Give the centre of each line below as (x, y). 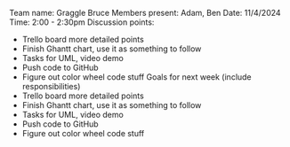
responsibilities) (51, 86)
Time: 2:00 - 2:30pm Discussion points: (82, 22)
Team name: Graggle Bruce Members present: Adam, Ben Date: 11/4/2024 (145, 13)
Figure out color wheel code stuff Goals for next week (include (137, 77)
